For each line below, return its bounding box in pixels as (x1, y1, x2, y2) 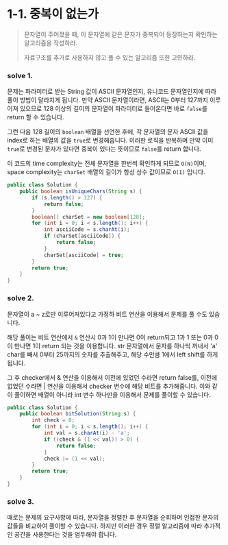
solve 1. (7, 71, 33, 80)
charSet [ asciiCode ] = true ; (43, 252, 125, 258)
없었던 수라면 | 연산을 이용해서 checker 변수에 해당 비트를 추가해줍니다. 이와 (7, 382, 211, 390)
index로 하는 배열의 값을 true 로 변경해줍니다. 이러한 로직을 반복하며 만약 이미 (7, 136, 214, 145)
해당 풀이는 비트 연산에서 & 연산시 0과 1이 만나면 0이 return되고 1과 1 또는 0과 (7, 333, 214, 341)
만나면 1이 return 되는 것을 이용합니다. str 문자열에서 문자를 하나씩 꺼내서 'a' (14, 341, 218, 350)
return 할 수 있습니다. (7, 113, 64, 121)
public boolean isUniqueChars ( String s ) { (19, 188, 142, 195)
